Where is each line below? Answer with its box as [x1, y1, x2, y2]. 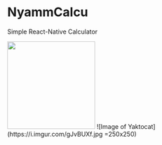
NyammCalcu [7, 4, 89, 20]
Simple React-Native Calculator [7, 27, 98, 36]
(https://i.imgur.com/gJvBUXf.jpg [7, 130, 103, 138]
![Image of [96, 122, 127, 130]
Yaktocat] [128, 122, 156, 130]
